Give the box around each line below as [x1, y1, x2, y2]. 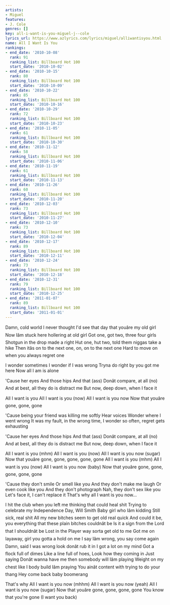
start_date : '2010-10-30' [10, 140, 65, 145]
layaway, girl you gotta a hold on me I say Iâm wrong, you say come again [5, 535, 159, 541]
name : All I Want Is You [5, 41, 58, 46]
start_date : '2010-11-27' [10, 216, 65, 221]
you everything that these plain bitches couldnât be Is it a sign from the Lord [5, 520, 164, 526]
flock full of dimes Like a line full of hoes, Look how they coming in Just [5, 550, 154, 557]
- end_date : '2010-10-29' [5, 107, 60, 112]
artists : [5, 7, 24, 13]
